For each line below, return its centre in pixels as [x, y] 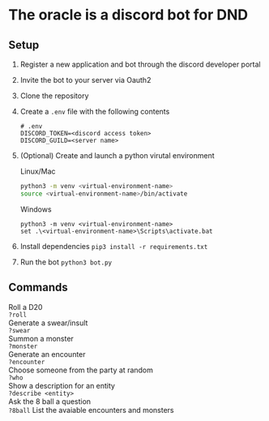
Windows [36, 209]
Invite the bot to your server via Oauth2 [85, 80]
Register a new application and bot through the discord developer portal [140, 64]
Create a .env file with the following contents [95, 112]
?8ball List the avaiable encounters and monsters [91, 410]
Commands [38, 288]
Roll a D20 [26, 307]
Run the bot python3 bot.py [66, 262]
